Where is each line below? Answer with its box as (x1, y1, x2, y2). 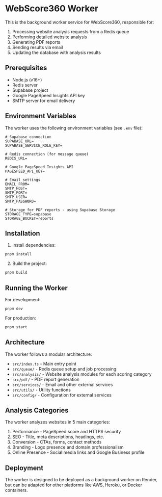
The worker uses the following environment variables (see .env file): (5, 125, 143, 131)
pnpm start (5, 324, 27, 329)
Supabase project (12, 87, 48, 93)
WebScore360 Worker (5, 3, 99, 14)
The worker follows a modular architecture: (5, 351, 92, 357)
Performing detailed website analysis (12, 34, 87, 40)
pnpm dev (5, 306, 23, 311)
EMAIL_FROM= (5, 182, 29, 186)
